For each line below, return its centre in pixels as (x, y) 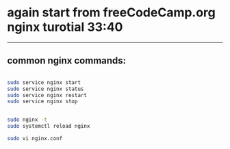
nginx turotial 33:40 (65, 27)
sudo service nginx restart (47, 95)
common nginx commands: (67, 60)
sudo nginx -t (27, 120)
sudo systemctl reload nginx (49, 126)
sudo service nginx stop (42, 101)
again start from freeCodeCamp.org (111, 13)
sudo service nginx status (46, 89)
